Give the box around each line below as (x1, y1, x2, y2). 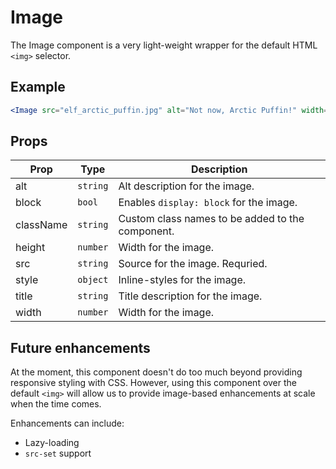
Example (10, 79, 66, 96)
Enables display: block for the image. (118, 196, 298, 210)
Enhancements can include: (10, 417, 125, 430)
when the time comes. (10, 398, 102, 410)
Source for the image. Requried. (118, 257, 268, 271)
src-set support (24, 447, 92, 460)
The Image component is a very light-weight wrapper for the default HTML (10, 39, 318, 51)
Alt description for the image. (118, 179, 255, 193)
